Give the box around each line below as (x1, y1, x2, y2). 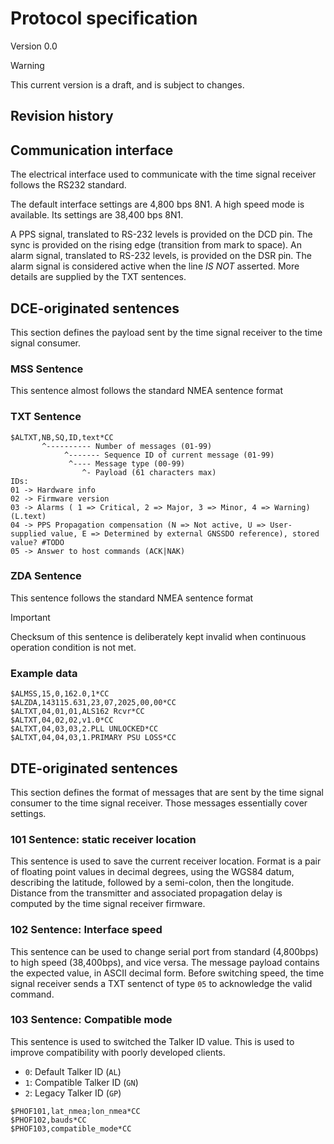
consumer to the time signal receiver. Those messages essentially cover (10, 797, 308, 809)
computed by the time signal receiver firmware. (10, 898, 206, 910)
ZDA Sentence (10, 569, 82, 583)
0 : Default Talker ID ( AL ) (24, 1065, 122, 1077)
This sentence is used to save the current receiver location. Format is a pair (10, 855, 322, 867)
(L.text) (10, 511, 47, 521)
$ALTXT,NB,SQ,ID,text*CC (10, 432, 114, 442)
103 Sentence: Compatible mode (10, 1013, 173, 1027)
